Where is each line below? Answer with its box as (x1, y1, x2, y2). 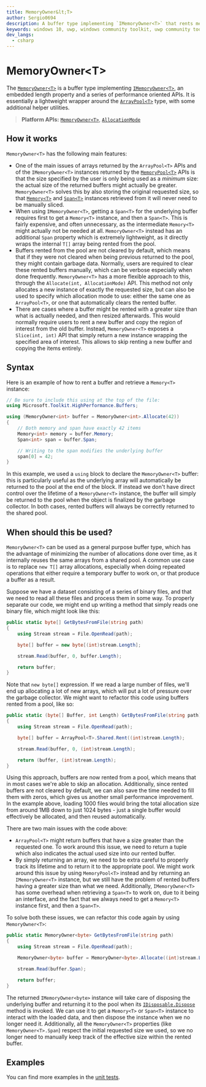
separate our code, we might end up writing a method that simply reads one (6, 601, 198, 609)
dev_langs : (6, 32, 34, 38)
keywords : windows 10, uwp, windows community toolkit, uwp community (6, 26, 191, 33)
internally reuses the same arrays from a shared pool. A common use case (6, 556, 194, 564)
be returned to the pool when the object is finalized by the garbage (6, 496, 176, 504)
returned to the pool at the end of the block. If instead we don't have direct (6, 483, 195, 491)
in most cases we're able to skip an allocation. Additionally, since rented (6, 781, 188, 788)
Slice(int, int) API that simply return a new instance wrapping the (15, 331, 188, 338)
